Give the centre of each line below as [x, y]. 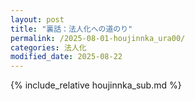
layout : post [37, 19]
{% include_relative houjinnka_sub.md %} [96, 85]
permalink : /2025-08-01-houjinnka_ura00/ [98, 38]
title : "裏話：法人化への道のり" [71, 29]
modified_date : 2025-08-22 [66, 57]
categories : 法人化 [48, 47]
